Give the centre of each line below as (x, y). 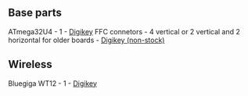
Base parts (35, 13)
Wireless (30, 64)
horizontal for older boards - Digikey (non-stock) (86, 40)
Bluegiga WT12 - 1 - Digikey (53, 83)
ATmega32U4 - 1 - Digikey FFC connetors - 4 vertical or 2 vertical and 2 (124, 31)
